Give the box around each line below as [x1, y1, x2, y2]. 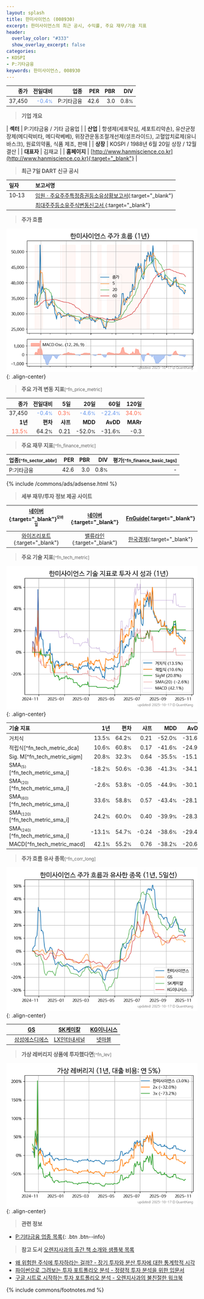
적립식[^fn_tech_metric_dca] [8, 744, 80, 751]
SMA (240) [8, 825, 32, 833]
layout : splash [6, 10, 45, 16]
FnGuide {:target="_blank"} [126, 514, 195, 522]
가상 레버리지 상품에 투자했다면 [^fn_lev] [21, 1050, 112, 1058]
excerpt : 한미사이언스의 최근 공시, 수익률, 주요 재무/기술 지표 [6, 23, 147, 29]
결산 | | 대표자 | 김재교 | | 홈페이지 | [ [6, 148, 93, 155]
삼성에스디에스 [14, 1036, 49, 1043]
